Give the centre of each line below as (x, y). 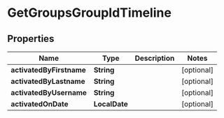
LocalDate (111, 104)
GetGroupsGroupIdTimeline (89, 13)
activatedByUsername (49, 93)
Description (155, 58)
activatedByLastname (48, 81)
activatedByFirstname (48, 70)
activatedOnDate (40, 104)
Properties (31, 39)
